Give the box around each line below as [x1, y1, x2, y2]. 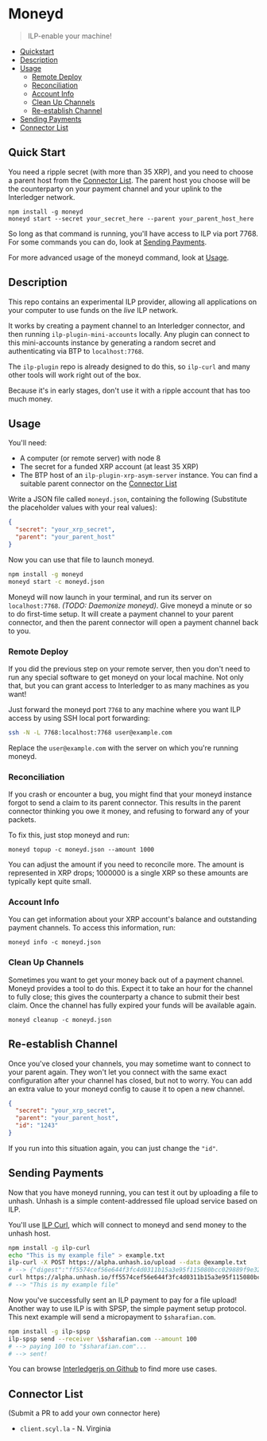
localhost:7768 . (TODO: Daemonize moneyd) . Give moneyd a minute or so [8, 601, 253, 610]
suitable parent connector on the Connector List [19, 479, 177, 488]
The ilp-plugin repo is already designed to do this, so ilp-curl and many [8, 362, 250, 371]
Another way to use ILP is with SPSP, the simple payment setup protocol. [8, 1303, 247, 1313]
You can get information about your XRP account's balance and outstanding [8, 914, 257, 924]
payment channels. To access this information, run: [8, 923, 176, 933]
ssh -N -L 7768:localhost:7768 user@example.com [8, 728, 172, 737]
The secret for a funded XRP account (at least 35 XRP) [19, 462, 199, 472]
